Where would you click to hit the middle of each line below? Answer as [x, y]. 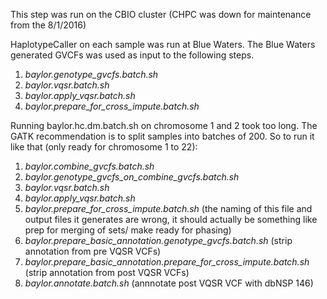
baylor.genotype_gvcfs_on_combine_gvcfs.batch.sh [132, 177]
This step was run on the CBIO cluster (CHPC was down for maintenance [161, 14]
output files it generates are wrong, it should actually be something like [171, 219]
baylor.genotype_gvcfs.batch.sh [91, 74]
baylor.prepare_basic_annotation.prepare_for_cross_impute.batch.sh [167, 262]
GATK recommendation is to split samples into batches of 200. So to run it [162, 136]
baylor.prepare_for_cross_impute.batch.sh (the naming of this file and [168, 208]
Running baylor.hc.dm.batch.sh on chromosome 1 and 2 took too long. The [164, 125]
